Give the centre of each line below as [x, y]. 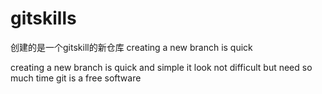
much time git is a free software [76, 78]
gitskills [43, 18]
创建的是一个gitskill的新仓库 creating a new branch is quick [131, 47]
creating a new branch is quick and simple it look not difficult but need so [161, 67]
